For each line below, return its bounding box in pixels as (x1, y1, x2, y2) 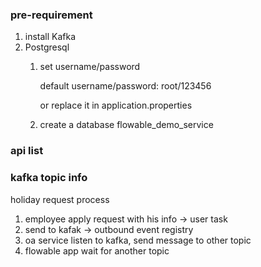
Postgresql (24, 41, 70, 53)
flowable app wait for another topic (24, 244, 170, 257)
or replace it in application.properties (39, 99, 193, 112)
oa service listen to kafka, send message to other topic (24, 234, 252, 246)
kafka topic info (10, 171, 88, 185)
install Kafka (24, 31, 77, 43)
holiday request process (10, 193, 110, 205)
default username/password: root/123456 (39, 80, 212, 92)
